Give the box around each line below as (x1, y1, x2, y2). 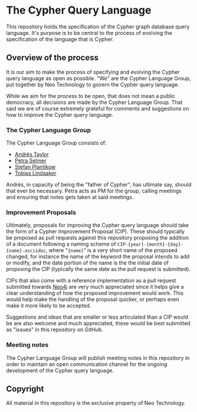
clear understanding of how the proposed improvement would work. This (6, 290, 184, 297)
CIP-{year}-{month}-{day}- (117, 241, 184, 248)
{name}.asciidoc (6, 248, 46, 254)
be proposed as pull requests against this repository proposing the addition (6, 234, 189, 241)
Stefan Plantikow (14, 164, 56, 171)
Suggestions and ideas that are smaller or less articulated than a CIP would (6, 313, 189, 321)
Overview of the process (6, 53, 99, 63)
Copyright (6, 384, 44, 394)
